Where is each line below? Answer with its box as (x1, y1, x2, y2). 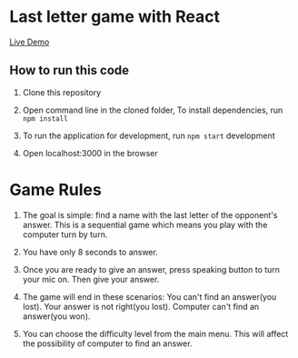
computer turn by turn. (22, 229, 108, 240)
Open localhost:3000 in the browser (22, 147, 158, 158)
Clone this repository (22, 86, 102, 97)
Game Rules (9, 179, 102, 200)
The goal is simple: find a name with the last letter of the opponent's (22, 209, 279, 220)
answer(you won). (22, 311, 91, 322)
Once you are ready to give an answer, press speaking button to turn (22, 264, 280, 274)
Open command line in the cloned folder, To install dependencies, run (22, 104, 283, 115)
